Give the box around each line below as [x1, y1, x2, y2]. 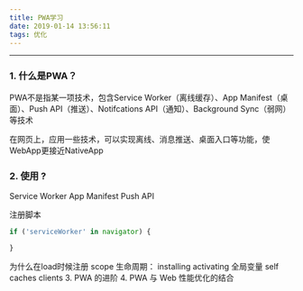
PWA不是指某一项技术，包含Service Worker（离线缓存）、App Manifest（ [9, 92, 281, 103]
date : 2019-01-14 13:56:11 [9, 22, 111, 31]
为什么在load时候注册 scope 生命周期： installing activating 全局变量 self [9, 260, 280, 271]
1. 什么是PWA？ [9, 69, 78, 82]
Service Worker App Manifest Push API [9, 190, 155, 201]
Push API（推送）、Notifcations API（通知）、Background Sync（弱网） [28, 103, 291, 114]
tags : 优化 [9, 30, 48, 39]
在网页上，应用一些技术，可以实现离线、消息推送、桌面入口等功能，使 [9, 133, 271, 144]
